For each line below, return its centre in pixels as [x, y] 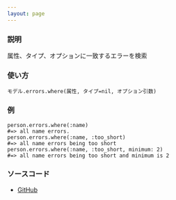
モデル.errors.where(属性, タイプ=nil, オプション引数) [82, 92]
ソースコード [29, 174]
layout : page [26, 14]
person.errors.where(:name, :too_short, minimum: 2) [85, 149]
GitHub [27, 190]
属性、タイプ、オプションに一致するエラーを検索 [77, 56]
